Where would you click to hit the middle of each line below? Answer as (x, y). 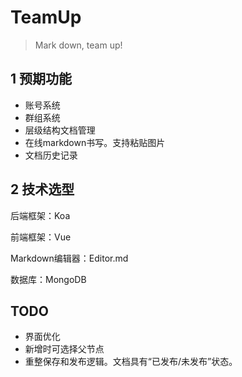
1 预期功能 (41, 79)
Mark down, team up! (78, 45)
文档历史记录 (51, 155)
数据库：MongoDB (48, 279)
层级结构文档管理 (60, 130)
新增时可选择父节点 (64, 349)
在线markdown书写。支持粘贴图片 (95, 142)
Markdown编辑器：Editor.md (69, 258)
